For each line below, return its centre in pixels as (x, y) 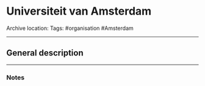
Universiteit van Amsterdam (79, 11)
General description (45, 53)
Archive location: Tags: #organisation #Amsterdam (70, 28)
